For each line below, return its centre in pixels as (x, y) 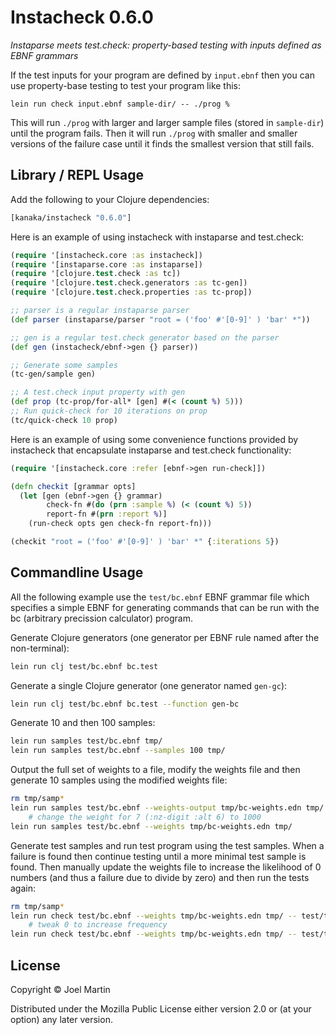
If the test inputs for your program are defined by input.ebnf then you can (162, 75)
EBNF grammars (44, 55)
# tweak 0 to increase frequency (98, 925)
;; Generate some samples (64, 365)
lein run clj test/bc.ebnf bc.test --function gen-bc (125, 704)
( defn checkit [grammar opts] (73, 486)
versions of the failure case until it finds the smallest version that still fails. (162, 143)
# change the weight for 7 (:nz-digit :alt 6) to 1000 (145, 817)
